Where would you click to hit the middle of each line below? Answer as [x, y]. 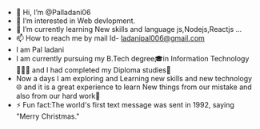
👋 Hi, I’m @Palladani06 [53, 12]
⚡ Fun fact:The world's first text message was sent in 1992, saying [125, 105]
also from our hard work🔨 [58, 96]
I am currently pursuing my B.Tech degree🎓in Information [112, 59]
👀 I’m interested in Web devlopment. [76, 21]
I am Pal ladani [40, 49]
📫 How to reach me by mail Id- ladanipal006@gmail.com [110, 38]
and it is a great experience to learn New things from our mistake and [138, 87]
